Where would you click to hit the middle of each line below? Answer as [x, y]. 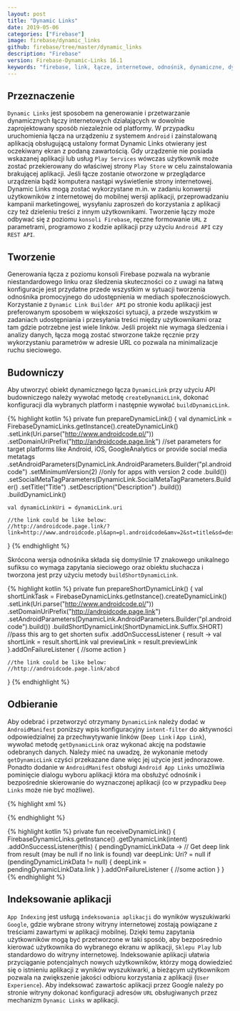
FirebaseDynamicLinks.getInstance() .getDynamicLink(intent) [97, 839]
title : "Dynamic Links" [43, 21]
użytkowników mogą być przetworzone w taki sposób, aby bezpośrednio [115, 939]
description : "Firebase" [44, 54]
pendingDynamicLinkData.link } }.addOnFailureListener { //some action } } [116, 869]
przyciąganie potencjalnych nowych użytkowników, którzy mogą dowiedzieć [120, 962]
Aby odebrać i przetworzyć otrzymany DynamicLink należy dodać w [106, 721]
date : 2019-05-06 [33, 27]
